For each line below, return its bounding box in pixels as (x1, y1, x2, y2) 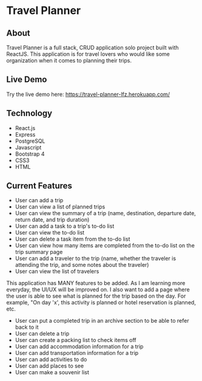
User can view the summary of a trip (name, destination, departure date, (15, 210, 196, 217)
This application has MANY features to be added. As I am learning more (6, 280, 186, 287)
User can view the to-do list (15, 229, 85, 236)
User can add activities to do (15, 356, 87, 363)
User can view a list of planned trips (15, 203, 106, 210)
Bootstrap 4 (15, 150, 45, 157)
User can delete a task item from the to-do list (15, 235, 130, 243)
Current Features (6, 180, 73, 191)
